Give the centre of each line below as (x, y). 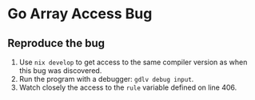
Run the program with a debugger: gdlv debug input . (106, 79)
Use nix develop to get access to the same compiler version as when (133, 62)
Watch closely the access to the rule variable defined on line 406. (128, 87)
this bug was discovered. (60, 71)
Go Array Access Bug (80, 14)
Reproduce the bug (56, 43)
